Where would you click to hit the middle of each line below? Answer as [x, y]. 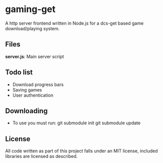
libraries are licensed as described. [41, 156]
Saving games [27, 90]
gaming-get [30, 9]
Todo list [19, 72]
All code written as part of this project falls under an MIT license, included [81, 151]
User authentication [33, 95]
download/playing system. [33, 28]
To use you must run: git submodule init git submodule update [76, 123]
